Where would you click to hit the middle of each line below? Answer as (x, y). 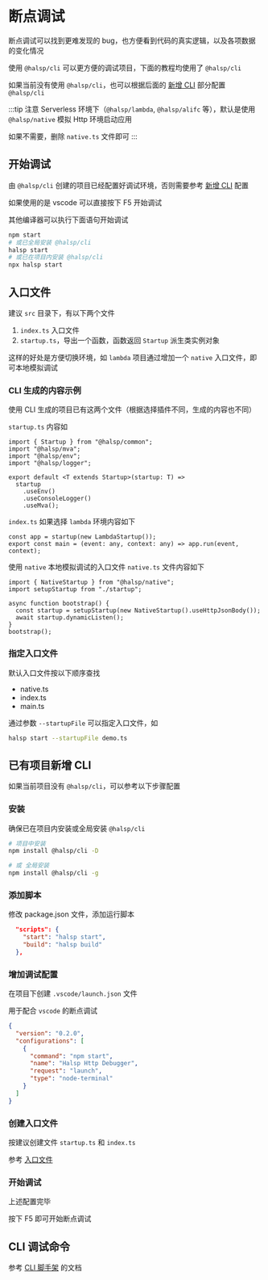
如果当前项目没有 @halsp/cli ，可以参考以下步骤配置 (95, 786)
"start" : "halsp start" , (64, 938)
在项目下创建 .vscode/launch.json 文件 (73, 993)
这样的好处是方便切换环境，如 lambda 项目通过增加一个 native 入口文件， (129, 357)
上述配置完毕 (29, 1202)
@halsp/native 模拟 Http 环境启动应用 (70, 119)
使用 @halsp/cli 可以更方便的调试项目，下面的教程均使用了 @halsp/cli (125, 67)
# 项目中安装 (27, 844)
